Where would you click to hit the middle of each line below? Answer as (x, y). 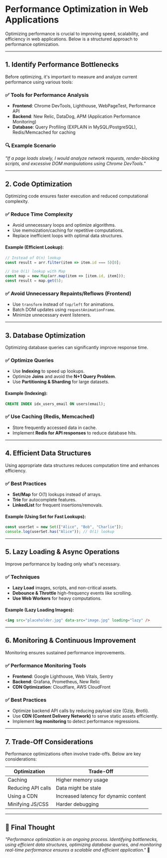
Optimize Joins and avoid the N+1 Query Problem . (64, 377)
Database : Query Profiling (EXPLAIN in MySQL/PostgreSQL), (75, 127)
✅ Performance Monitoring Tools (46, 665)
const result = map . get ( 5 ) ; (34, 281)
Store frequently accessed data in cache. (54, 428)
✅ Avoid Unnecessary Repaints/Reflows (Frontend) (68, 293)
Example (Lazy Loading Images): (40, 610)
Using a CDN (23, 796)
